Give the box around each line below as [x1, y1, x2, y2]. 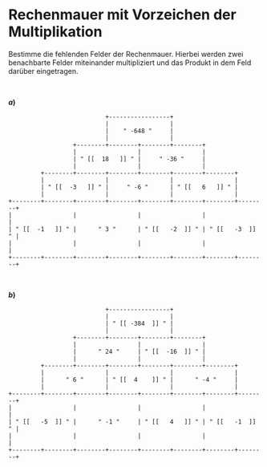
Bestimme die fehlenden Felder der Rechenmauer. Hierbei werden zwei [8, 49, 244, 59]
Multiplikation [8, 22, 103, 41]
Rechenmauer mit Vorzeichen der [8, 6, 237, 24]
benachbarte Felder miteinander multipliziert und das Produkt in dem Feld [8, 58, 252, 67]
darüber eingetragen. [8, 66, 79, 75]
